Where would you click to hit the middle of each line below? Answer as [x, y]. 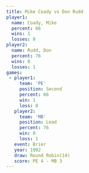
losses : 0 [23, 39]
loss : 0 [29, 106]
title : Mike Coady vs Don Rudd [45, 12]
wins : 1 [21, 34]
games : [14, 73]
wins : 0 [21, 61]
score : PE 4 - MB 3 [38, 161]
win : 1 [27, 100]
